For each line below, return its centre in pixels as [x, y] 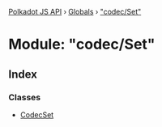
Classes [25, 97]
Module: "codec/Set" [82, 44]
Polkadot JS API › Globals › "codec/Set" [75, 12]
